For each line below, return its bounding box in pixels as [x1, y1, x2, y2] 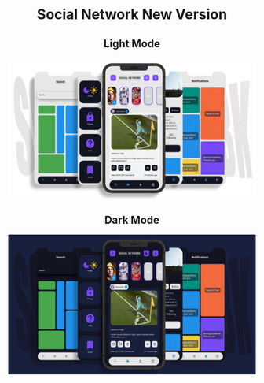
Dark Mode [104, 213, 159, 226]
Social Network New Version [36, 6, 228, 24]
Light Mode [103, 37, 161, 50]
